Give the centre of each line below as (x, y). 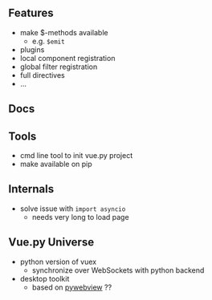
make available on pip (56, 164)
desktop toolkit (45, 278)
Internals (31, 189)
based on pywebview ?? (72, 287)
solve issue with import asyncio (73, 209)
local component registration (67, 58)
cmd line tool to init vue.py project (76, 156)
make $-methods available (64, 32)
